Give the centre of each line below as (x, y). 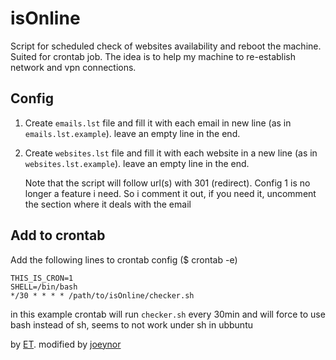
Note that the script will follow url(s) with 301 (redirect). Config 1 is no (167, 183)
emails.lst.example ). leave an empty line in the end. (132, 133)
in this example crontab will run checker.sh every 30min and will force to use (168, 314)
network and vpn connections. (73, 67)
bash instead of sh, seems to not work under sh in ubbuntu (131, 324)
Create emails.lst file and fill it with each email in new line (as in (158, 123)
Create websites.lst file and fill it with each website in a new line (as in (171, 153)
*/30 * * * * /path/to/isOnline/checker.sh (102, 295)
